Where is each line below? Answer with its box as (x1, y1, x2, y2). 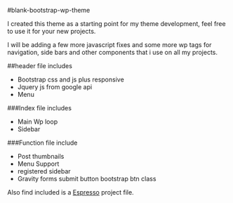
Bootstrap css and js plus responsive (17, 75, 124, 84)
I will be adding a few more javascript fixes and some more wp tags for (7, 41, 212, 48)
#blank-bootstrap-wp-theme (7, 6, 91, 14)
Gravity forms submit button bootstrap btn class (17, 175, 157, 183)
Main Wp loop (17, 117, 58, 126)
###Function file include (7, 138, 78, 147)
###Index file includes (7, 104, 72, 112)
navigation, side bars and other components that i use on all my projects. (7, 48, 218, 56)
